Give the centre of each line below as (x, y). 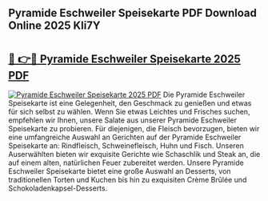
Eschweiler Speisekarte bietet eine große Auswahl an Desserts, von (120, 171)
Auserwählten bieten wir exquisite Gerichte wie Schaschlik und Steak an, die (134, 154)
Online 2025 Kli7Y (54, 26)
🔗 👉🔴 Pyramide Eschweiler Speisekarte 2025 (125, 59)
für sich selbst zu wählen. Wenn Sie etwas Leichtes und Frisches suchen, (129, 112)
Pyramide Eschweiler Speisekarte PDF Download (133, 13)
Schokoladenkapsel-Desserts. (58, 188)
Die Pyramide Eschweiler (204, 94)
